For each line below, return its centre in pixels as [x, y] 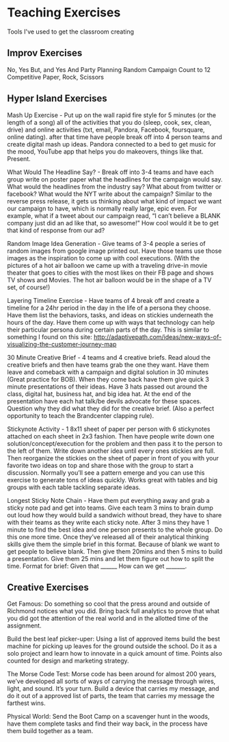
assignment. [25, 626]
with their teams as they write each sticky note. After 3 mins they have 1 [108, 522]
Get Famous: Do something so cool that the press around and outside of [109, 604]
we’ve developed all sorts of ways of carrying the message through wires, [111, 681]
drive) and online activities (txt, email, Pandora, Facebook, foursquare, [106, 129]
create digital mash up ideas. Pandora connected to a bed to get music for [112, 144]
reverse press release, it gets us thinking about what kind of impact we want [114, 201]
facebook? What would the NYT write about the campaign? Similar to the [110, 194]
